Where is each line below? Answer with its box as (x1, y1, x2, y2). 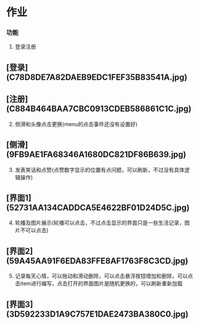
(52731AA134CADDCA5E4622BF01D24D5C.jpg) (6, 202, 190, 213)
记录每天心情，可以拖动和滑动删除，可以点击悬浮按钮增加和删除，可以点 (14, 272, 193, 279)
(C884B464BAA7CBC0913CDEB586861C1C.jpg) (6, 104, 192, 114)
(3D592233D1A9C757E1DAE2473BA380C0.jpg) (6, 309, 189, 319)
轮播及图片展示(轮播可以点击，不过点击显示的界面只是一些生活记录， (14, 219, 185, 227)
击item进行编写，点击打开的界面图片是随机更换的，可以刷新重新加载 (14, 280, 183, 287)
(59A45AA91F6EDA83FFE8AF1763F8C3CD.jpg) (6, 255, 189, 266)
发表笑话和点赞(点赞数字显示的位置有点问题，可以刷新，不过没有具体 (14, 166, 185, 173)
